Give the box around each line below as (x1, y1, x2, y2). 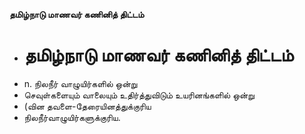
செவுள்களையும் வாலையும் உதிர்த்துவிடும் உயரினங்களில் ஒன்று (23, 89, 255, 101)
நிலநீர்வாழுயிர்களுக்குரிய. (23, 111, 121, 123)
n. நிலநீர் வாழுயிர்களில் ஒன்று (23, 77, 138, 89)
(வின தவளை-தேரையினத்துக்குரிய (23, 100, 152, 112)
